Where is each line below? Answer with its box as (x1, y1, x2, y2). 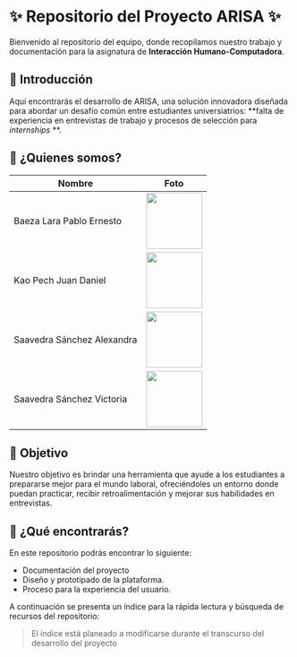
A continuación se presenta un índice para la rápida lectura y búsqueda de (9, 601, 284, 612)
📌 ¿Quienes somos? (9, 151, 123, 166)
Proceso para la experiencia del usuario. (21, 584, 172, 595)
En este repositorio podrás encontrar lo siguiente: (9, 548, 192, 558)
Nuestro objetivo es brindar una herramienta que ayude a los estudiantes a (9, 469, 285, 480)
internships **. (9, 124, 63, 135)
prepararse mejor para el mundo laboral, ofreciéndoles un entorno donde (9, 479, 279, 489)
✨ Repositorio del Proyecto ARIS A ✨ (9, 6, 282, 27)
